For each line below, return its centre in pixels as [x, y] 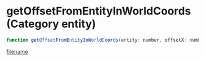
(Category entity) [51, 24]
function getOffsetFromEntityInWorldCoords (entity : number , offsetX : [97, 40]
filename [17, 51]
